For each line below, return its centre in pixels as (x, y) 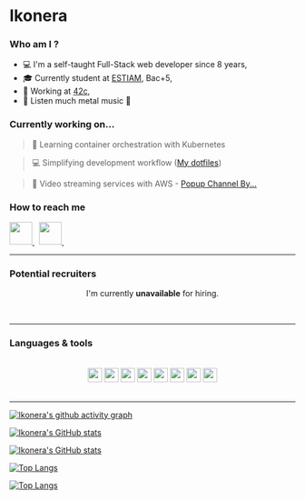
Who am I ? (34, 45)
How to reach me (48, 207)
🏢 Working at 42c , (56, 91)
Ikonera (39, 16)
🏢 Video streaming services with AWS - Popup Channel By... (144, 184)
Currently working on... (62, 125)
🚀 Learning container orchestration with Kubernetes (128, 144)
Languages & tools (51, 344)
